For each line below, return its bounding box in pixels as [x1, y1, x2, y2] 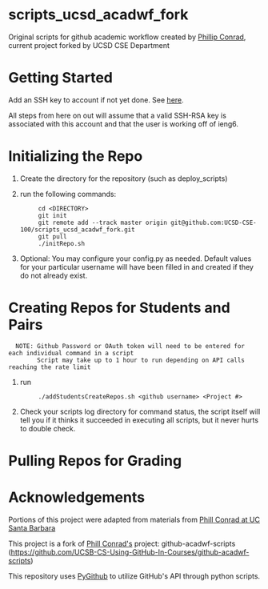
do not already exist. [19, 270, 88, 280]
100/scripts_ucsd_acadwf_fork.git [19, 226, 135, 234]
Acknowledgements [8, 488, 146, 507]
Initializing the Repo [8, 147, 143, 166]
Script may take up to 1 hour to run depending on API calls [37, 356, 246, 364]
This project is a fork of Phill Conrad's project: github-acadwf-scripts [8, 539, 236, 548]
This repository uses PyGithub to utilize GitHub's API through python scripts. [8, 571, 261, 581]
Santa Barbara [8, 523, 56, 533]
